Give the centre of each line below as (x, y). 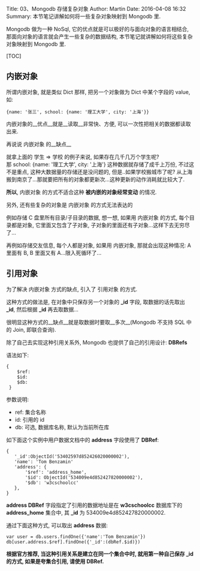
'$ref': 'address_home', (56, 472)
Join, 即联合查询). (35, 329)
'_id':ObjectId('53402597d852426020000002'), (72, 456)
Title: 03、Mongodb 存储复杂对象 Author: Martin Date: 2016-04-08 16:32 (96, 9)
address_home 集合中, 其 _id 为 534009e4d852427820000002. (86, 512)
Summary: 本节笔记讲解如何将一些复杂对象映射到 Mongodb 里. (84, 16)
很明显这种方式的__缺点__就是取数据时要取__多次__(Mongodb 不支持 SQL (96, 322)
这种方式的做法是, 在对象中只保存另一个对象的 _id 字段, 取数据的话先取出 (96, 302)
